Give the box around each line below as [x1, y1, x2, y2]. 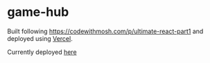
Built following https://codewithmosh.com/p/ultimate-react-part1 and [7, 27, 204, 35]
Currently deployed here [7, 48, 78, 56]
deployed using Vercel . [7, 34, 73, 42]
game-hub [7, 4, 69, 20]
